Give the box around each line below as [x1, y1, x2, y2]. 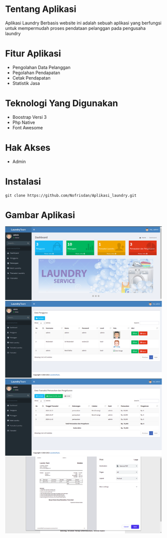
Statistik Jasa [12, 80, 40, 86]
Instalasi [5, 176, 41, 187]
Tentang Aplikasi [5, 3, 77, 15]
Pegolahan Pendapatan [12, 70, 61, 76]
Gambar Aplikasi [5, 209, 76, 221]
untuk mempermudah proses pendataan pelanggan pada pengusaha [5, 25, 146, 31]
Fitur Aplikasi [5, 48, 61, 59]
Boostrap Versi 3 [12, 114, 47, 120]
